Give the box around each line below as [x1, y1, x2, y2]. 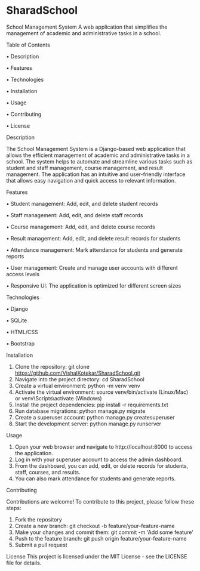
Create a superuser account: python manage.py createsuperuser [14, 413, 175, 421]
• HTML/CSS [6, 328, 39, 335]
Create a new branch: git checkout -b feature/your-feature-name [14, 522, 175, 529]
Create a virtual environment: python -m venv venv [14, 382, 140, 389]
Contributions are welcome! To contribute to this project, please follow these [6, 498, 195, 505]
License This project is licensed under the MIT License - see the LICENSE [6, 553, 187, 560]
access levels [6, 270, 40, 277]
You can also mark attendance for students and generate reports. [14, 475, 176, 482]
